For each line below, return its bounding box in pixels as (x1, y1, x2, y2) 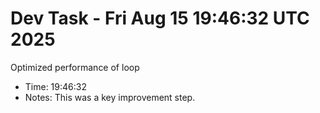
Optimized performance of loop (10, 61, 140, 73)
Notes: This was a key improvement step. (24, 91, 196, 103)
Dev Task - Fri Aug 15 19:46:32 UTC (10, 7, 310, 30)
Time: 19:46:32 (24, 80, 87, 92)
